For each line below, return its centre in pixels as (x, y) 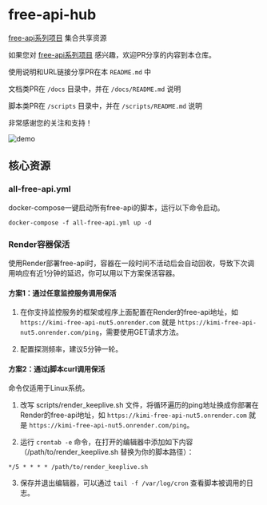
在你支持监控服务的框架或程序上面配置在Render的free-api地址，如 (129, 312)
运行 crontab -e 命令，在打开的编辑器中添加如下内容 (106, 442)
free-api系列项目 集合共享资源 (58, 38)
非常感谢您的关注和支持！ (50, 122)
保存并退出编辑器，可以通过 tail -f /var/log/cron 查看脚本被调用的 (133, 483)
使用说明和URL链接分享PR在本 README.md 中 (80, 72)
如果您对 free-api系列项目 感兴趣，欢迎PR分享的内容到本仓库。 (112, 54)
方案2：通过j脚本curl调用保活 (57, 368)
